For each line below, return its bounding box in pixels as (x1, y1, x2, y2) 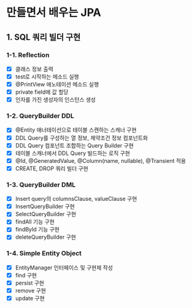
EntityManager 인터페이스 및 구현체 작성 (15, 264, 113, 271)
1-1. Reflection (6, 50, 50, 59)
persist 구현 (15, 279, 45, 287)
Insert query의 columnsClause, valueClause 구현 (15, 195, 137, 203)
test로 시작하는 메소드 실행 (15, 73, 79, 80)
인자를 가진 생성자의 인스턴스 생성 (15, 96, 96, 103)
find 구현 (15, 271, 37, 279)
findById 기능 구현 (15, 226, 60, 233)
